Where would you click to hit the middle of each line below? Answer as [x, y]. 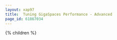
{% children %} [21, 33]
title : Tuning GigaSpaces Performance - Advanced [59, 14]
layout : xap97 [20, 10]
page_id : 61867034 [24, 19]
